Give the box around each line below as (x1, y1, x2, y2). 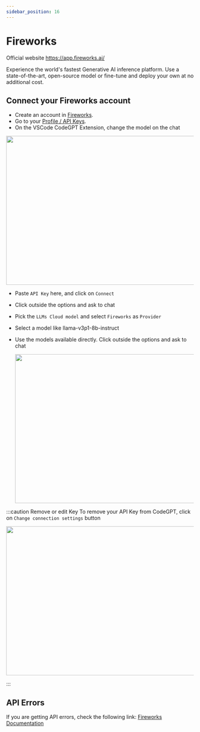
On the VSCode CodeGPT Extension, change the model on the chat (14, 124, 180, 131)
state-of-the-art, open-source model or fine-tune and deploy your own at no (6, 72, 194, 79)
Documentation (6, 719, 44, 727)
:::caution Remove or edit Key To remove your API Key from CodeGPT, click (6, 508, 191, 516)
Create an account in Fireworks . (14, 111, 93, 119)
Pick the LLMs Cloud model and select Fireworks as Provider (14, 313, 162, 320)
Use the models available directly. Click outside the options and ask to (14, 336, 187, 343)
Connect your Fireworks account (6, 95, 131, 106)
